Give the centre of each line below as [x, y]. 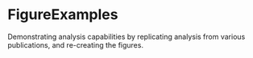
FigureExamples [63, 15]
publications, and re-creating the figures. [76, 44]
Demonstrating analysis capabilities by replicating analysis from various [126, 37]
